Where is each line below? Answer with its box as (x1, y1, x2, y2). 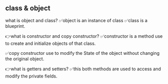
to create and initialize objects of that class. (5, 40, 96, 46)
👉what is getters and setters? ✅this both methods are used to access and (5, 65, 161, 72)
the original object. (5, 55, 45, 62)
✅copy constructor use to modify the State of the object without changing (5, 50, 160, 56)
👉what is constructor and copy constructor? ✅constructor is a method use (5, 33, 163, 39)
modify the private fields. (5, 73, 58, 79)
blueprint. (5, 23, 25, 29)
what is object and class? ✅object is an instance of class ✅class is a (5, 17, 148, 23)
